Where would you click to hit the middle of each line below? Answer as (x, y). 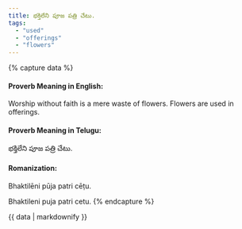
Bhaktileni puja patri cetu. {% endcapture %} (81, 201)
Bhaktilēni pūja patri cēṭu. (50, 186)
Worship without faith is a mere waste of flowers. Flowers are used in (121, 103)
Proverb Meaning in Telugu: (55, 130)
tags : (17, 23)
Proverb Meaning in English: (56, 86)
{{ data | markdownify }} (48, 216)
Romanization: (33, 169)
